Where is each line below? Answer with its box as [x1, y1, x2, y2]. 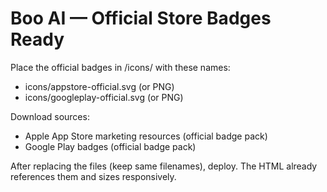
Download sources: [10, 110, 90, 122]
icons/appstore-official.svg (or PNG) [24, 80, 175, 92]
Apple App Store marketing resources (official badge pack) [24, 130, 268, 142]
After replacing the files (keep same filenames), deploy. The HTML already [10, 160, 318, 172]
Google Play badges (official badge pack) [24, 140, 197, 152]
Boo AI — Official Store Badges [10, 7, 272, 30]
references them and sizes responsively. [10, 170, 177, 182]
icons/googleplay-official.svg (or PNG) [24, 91, 184, 103]
